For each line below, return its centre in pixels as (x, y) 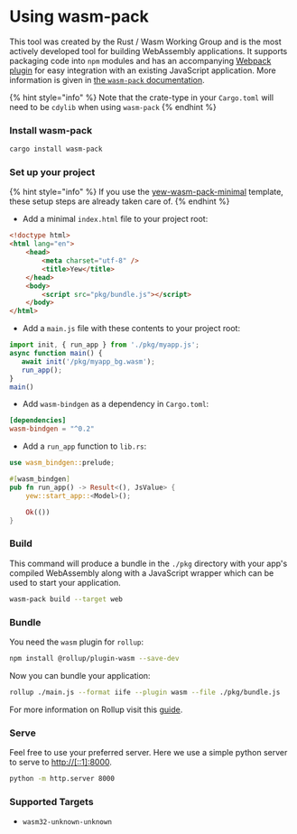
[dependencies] (38, 421)
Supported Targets (51, 802)
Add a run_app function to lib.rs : (84, 446)
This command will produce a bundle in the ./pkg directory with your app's (148, 563)
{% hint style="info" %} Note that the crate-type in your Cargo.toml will (141, 97)
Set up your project (52, 172)
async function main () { (56, 354)
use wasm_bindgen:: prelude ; (62, 463)
